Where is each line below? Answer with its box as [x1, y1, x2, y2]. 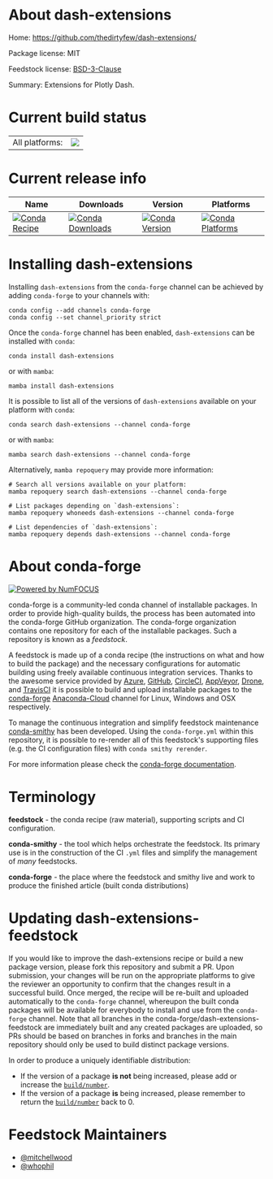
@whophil [19, 1160, 54, 1171]
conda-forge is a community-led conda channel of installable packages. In [8, 600, 258, 609]
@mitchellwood [19, 1152, 73, 1162]
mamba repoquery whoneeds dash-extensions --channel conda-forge [8, 509, 234, 517]
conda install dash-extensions [8, 352, 115, 360]
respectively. [8, 701, 51, 712]
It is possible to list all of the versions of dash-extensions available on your [8, 396, 257, 405]
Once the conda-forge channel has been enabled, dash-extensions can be [8, 327, 255, 337]
